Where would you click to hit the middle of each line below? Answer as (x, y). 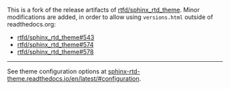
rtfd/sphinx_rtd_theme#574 (55, 44)
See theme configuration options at (57, 71)
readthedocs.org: (31, 24)
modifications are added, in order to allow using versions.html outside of (110, 17)
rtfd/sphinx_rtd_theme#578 (55, 52)
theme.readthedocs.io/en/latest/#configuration (73, 78)
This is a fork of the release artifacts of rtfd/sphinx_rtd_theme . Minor (103, 10)
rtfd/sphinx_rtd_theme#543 (55, 37)
